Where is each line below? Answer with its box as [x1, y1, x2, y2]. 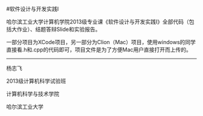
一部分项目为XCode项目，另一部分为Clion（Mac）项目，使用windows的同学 [6, 39, 196, 45]
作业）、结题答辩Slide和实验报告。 [16, 26, 101, 33]
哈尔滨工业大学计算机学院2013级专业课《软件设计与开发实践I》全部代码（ [6, 18, 189, 25]
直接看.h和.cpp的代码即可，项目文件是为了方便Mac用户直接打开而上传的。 [6, 46, 192, 53]
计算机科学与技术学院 [6, 90, 59, 97]
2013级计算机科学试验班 [6, 77, 66, 85]
